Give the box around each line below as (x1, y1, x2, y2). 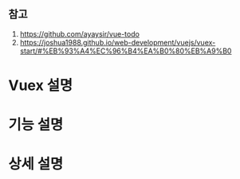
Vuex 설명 (8, 76, 73, 94)
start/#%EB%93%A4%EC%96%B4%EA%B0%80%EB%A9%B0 (19, 46, 232, 56)
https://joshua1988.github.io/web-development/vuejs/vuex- (19, 37, 216, 47)
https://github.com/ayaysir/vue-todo (19, 29, 140, 38)
